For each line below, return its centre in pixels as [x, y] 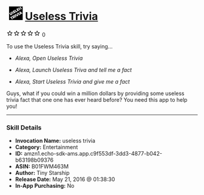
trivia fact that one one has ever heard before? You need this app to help [97, 99]
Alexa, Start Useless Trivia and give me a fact [73, 81]
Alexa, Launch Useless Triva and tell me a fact [73, 70]
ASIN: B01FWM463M [42, 167]
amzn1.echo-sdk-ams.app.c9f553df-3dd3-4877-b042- [93, 154]
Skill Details [24, 127]
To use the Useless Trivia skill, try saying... [59, 46]
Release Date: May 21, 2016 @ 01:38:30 [65, 179]
